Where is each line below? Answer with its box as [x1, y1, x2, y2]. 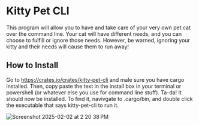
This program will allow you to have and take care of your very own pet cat [6, 24, 191, 31]
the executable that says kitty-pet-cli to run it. [6, 102, 119, 109]
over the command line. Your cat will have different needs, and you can [6, 30, 182, 37]
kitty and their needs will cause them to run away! [6, 43, 129, 50]
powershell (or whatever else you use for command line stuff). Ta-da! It [6, 88, 182, 96]
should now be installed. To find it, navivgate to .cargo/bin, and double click [6, 95, 193, 102]
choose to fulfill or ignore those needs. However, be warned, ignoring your [6, 36, 191, 44]
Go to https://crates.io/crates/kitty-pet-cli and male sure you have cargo [6, 76, 185, 83]
